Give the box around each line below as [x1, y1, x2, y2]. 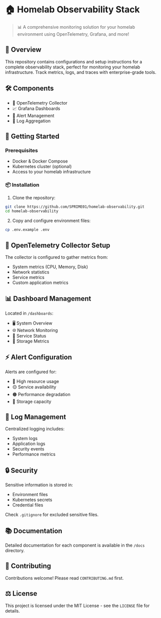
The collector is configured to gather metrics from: [5, 254, 108, 260]
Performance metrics [12, 451, 56, 457]
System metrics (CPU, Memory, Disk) [12, 264, 88, 270]
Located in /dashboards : [5, 310, 53, 316]
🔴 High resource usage [12, 378, 59, 384]
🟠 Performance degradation [12, 391, 71, 397]
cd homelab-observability [5, 209, 58, 214]
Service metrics [12, 274, 44, 280]
